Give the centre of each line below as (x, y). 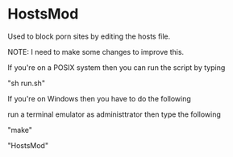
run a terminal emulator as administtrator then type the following (114, 114)
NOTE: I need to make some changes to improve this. (96, 52)
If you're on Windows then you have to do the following (99, 98)
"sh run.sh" (27, 83)
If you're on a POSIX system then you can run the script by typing (116, 67)
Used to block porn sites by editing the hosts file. (89, 36)
